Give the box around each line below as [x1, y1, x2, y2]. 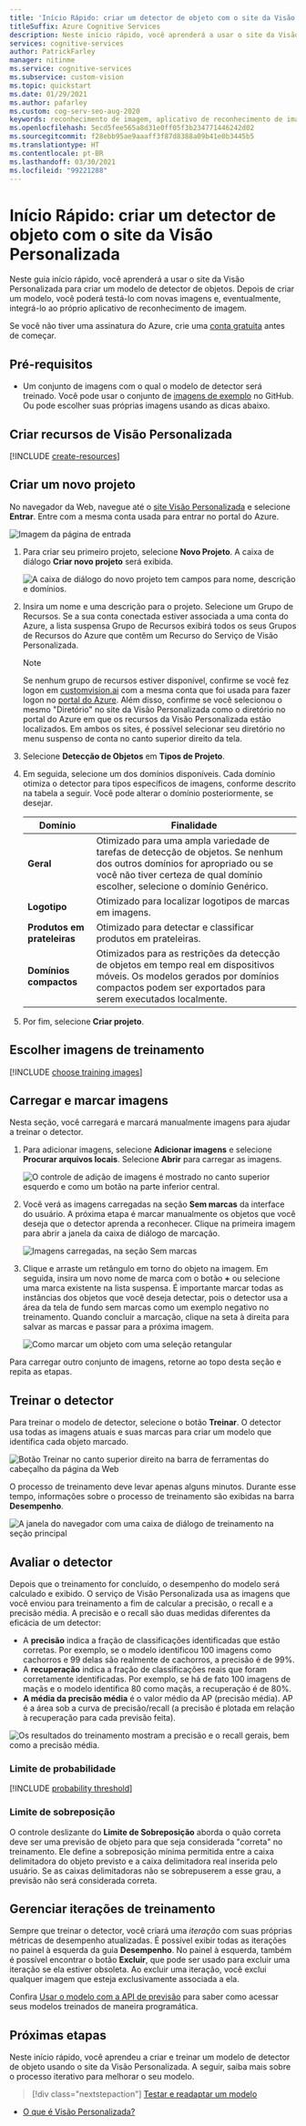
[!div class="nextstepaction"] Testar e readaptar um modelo [31, 2089, 258, 2100]
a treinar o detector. [9, 1127, 84, 1138]
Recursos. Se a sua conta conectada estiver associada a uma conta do [22, 610, 289, 621]
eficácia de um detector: [9, 1618, 102, 1628]
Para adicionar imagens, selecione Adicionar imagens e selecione [22, 1144, 272, 1155]
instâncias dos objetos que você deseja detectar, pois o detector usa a [22, 1293, 289, 1303]
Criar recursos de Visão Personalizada [9, 426, 232, 442]
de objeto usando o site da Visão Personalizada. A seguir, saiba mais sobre [9, 2061, 291, 2072]
